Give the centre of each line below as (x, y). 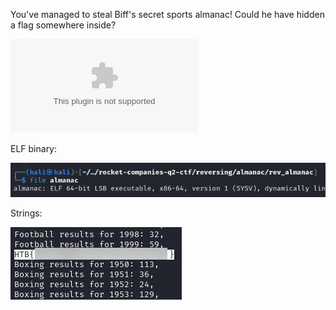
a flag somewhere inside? (63, 25)
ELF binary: (34, 148)
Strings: (26, 213)
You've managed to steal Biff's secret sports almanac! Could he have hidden (167, 14)
